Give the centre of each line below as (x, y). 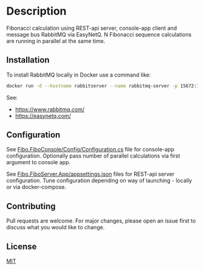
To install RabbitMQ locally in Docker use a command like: (79, 75)
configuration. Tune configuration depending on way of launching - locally (99, 181)
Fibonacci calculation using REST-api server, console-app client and (92, 28)
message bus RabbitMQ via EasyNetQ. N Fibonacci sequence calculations (99, 34)
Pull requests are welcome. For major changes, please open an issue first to (101, 221)
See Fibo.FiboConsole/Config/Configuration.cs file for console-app (90, 150)
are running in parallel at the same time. (56, 41)
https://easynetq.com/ (43, 116)
